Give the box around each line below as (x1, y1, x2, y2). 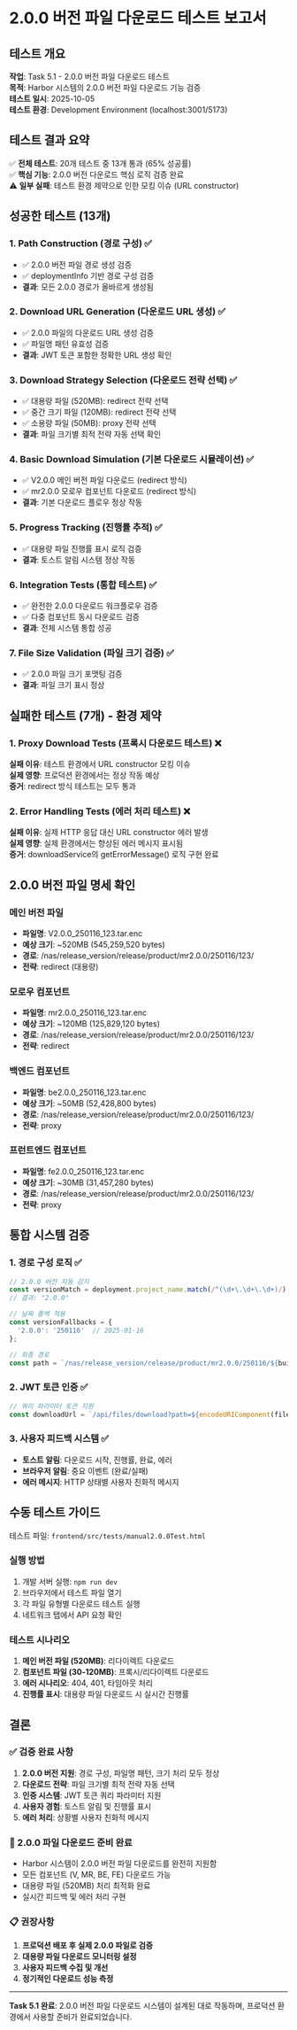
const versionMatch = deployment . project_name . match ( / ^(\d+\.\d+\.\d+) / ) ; (9, 1285, 291, 1294)
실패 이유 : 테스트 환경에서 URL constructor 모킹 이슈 (9, 758, 191, 769)
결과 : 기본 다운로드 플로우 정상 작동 (21, 497, 143, 507)
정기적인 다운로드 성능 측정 (21, 1973, 114, 1984)
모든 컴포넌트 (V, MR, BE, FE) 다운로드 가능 (21, 1870, 171, 1880)
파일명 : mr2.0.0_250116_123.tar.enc (21, 1007, 148, 1019)
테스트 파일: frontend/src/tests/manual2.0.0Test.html (9, 1530, 206, 1541)
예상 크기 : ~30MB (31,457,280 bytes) (21, 1177, 155, 1188)
